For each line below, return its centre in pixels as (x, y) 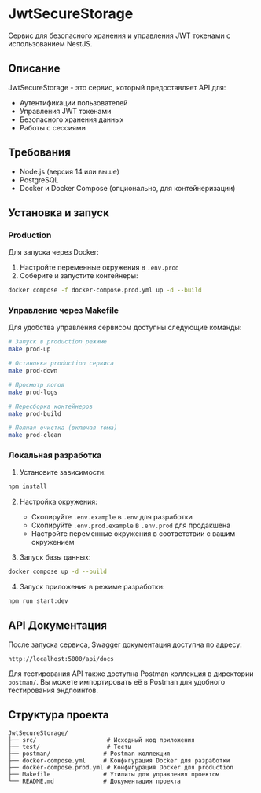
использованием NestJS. (50, 43)
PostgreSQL (39, 180)
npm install (28, 487)
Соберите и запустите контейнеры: (79, 276)
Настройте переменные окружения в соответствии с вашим (133, 534)
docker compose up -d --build (58, 572)
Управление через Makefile (64, 310)
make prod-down (33, 371)
